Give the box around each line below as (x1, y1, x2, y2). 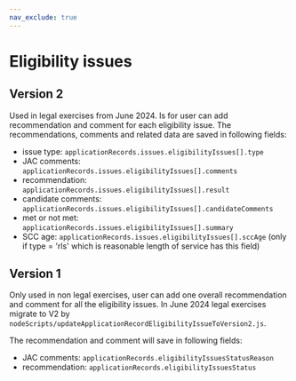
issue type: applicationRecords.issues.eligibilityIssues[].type (21, 146, 264, 156)
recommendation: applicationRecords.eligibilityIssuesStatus (21, 361, 257, 373)
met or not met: (21, 212, 79, 223)
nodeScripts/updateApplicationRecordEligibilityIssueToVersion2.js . (9, 318, 267, 329)
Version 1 (9, 266, 61, 282)
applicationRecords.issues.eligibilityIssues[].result (21, 186, 230, 194)
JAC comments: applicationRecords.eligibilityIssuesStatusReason (21, 353, 274, 363)
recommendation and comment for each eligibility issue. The (9, 119, 232, 130)
